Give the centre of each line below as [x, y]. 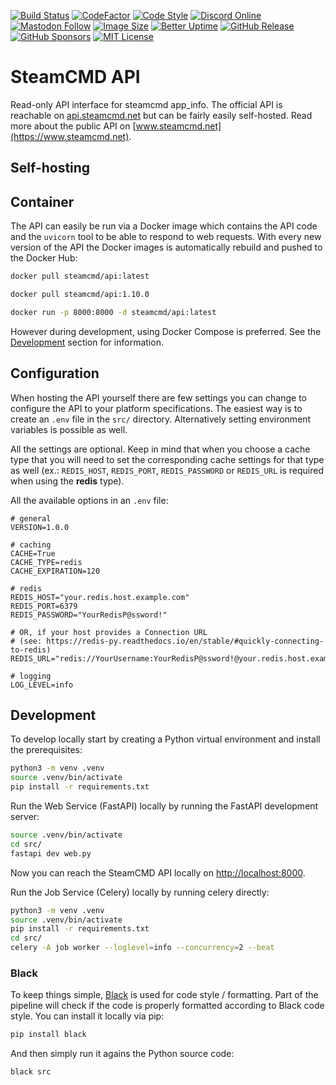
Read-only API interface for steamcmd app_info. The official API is [146, 104]
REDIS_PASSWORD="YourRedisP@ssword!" [89, 615]
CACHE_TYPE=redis [46, 562]
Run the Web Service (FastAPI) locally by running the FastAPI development [164, 806]
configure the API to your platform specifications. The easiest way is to [156, 408]
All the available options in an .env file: [89, 500]
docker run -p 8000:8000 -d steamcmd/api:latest [113, 312]
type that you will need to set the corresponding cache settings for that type [167, 459]
